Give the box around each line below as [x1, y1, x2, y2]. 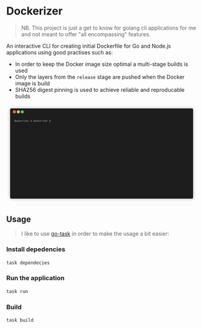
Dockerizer [6, 4, 63, 18]
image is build [15, 80, 50, 87]
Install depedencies [6, 245, 65, 254]
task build [6, 317, 34, 323]
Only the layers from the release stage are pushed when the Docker [15, 73, 185, 80]
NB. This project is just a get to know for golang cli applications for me [21, 24, 197, 31]
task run [6, 288, 28, 294]
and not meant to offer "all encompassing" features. [21, 30, 151, 37]
